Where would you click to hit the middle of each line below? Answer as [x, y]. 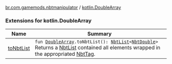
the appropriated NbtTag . [65, 54]
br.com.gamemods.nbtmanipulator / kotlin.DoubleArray [63, 7]
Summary [99, 34]
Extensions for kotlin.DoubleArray [49, 20]
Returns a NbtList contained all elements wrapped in [98, 48]
